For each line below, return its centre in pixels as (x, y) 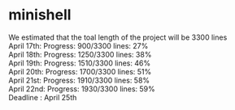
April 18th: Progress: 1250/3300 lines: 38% (80, 54)
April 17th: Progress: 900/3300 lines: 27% (78, 45)
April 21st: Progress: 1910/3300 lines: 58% (79, 80)
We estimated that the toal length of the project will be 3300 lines (118, 37)
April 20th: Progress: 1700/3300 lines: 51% (80, 71)
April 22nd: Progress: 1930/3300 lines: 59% (82, 89)
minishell (40, 15)
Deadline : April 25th (43, 97)
